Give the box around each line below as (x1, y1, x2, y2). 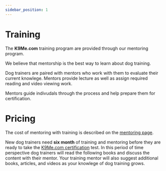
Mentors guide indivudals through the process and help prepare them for (5, 90, 155, 96)
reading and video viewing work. (5, 80, 72, 86)
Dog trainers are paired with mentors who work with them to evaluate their (5, 70, 158, 76)
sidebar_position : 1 (5, 7, 48, 12)
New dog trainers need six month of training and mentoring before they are (5, 139, 161, 145)
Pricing (5, 113, 36, 124)
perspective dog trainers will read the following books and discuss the (5, 150, 150, 156)
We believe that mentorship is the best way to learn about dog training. (5, 60, 151, 66)
